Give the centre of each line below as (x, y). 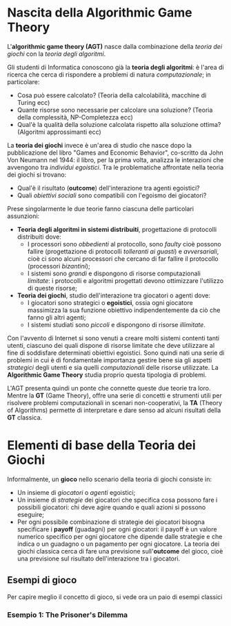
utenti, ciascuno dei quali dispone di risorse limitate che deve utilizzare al (111, 345)
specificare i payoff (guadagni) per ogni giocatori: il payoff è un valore (117, 529)
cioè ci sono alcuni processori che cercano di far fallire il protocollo (123, 258)
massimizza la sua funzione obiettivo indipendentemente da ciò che (124, 310)
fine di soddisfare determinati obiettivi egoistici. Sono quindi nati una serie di (116, 353)
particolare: (23, 81)
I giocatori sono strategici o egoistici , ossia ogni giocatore (110, 302)
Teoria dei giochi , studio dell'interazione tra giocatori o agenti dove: (113, 295)
